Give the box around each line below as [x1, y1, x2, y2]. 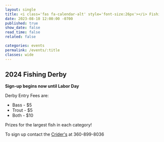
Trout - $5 [12, 107, 33, 113]
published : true [5, 20, 38, 26]
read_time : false [5, 30, 41, 35]
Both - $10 [12, 113, 34, 119]
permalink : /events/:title [5, 47, 60, 53]
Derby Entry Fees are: [5, 93, 49, 99]
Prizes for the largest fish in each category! [5, 122, 92, 128]
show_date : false [5, 25, 41, 30]
